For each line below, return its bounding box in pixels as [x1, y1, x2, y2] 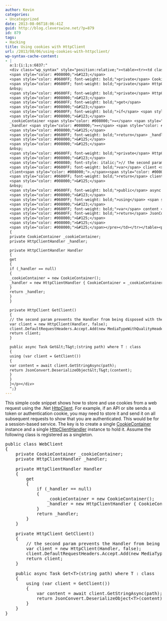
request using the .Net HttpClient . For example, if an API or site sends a [5, 405, 151, 411]
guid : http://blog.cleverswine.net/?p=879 [5, 26, 94, 31]
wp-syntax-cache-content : [5, 53, 59, 59]
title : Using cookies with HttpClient [5, 44, 85, 49]
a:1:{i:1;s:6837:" [9, 63, 48, 68]
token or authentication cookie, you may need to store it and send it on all [5, 410, 156, 416]
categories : [5, 12, 30, 17]
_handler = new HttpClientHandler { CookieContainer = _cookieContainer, [9, 280, 166, 285]
